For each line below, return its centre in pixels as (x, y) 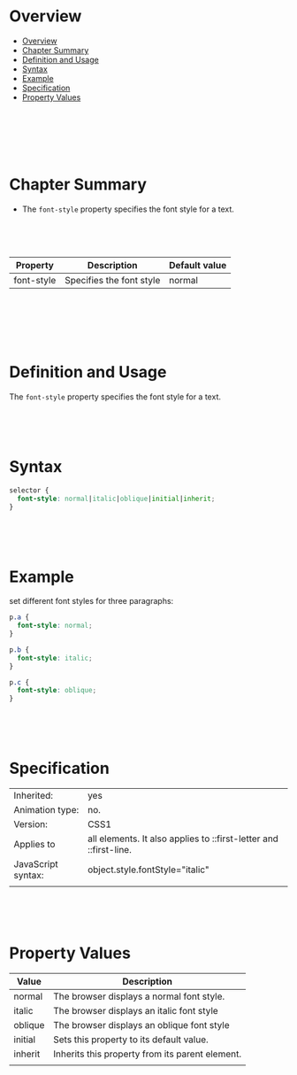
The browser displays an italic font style (135, 1011)
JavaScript (36, 864)
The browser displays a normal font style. (139, 996)
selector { (29, 490)
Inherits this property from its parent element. (147, 1054)
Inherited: (34, 796)
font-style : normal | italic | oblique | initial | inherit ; (116, 499)
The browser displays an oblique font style (141, 1025)
